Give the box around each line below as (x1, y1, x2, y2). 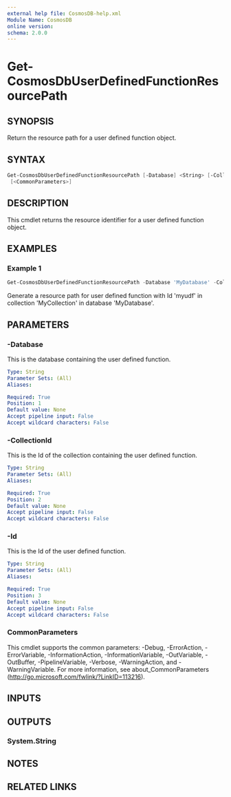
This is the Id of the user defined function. (7, 547, 126, 555)
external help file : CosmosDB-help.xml (7, 10, 122, 17)
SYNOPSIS (7, 115, 54, 127)
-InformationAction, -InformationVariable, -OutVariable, (47, 650, 204, 659)
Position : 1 (7, 400, 41, 407)
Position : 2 (7, 496, 41, 503)
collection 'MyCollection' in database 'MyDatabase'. (7, 299, 155, 307)
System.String (7, 736, 57, 746)
